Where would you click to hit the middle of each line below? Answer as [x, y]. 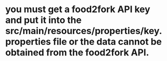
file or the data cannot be [108, 42]
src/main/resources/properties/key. [84, 31]
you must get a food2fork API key [78, 9]
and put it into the [44, 20]
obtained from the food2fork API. [77, 53]
